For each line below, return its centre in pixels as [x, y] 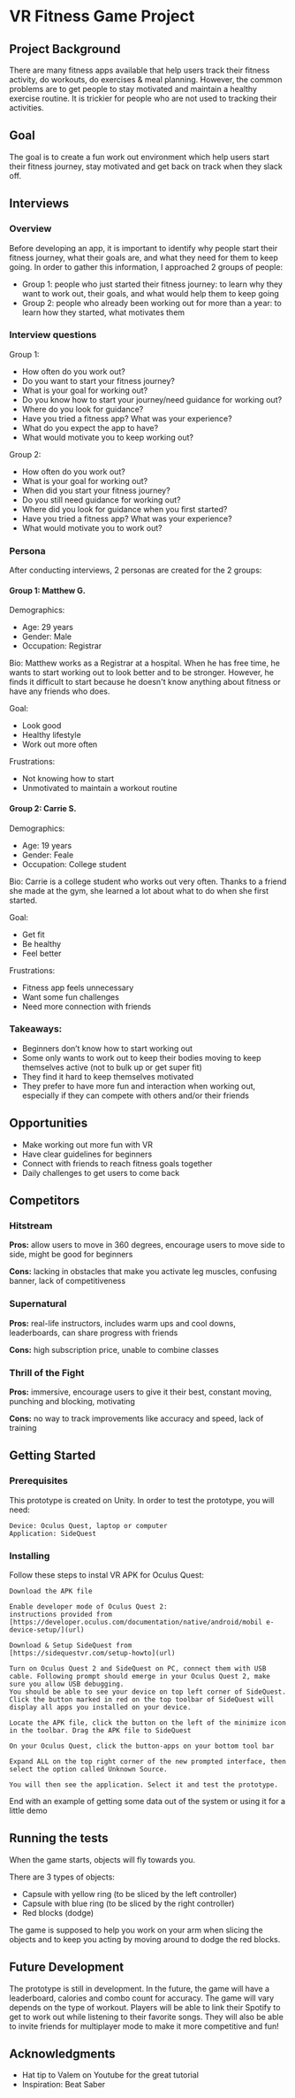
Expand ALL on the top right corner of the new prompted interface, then [148, 1761]
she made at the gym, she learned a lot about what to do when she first [139, 890]
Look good [42, 726]
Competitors [45, 1200]
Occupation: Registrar [62, 646]
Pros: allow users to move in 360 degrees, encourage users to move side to [147, 1245]
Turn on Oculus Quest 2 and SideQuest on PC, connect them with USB [138, 1668]
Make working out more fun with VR [87, 1144]
